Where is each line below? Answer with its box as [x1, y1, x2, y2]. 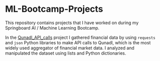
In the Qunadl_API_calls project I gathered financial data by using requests [5, 34, 156, 40]
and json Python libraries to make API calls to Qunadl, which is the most [5, 39, 151, 45]
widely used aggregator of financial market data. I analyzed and [5, 45, 134, 51]
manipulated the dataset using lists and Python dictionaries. [5, 50, 127, 56]
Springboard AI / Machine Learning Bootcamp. [5, 25, 99, 30]
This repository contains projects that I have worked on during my [5, 20, 139, 26]
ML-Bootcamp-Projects [5, 3, 103, 15]
